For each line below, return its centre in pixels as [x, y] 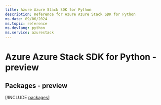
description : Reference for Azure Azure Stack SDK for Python [70, 14]
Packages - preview [36, 86]
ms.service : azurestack [30, 33]
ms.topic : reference [26, 23]
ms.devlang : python [25, 28]
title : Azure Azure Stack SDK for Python [48, 10]
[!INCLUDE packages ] [27, 97]
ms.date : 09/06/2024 [26, 19]
